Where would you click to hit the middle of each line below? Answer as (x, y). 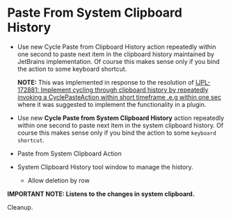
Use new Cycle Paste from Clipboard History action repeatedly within (117, 47)
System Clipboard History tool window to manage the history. (105, 167)
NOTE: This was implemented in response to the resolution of (106, 82)
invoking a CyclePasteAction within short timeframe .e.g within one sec (119, 97)
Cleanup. (20, 207)
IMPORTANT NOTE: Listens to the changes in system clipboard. (101, 194)
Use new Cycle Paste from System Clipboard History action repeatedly (121, 118)
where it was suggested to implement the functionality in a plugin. (112, 104)
